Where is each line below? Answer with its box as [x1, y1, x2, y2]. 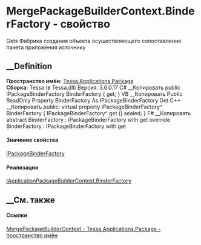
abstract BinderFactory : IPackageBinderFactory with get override [6, 116, 171, 123]
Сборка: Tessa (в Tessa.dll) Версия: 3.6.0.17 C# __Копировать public [6, 84, 180, 91]
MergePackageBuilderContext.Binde [6, 4, 195, 18]
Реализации [6, 164, 39, 171]
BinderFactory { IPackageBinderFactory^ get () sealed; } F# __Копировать [6, 109, 191, 116]
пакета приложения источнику [6, 44, 86, 51]
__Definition [6, 61, 53, 72]
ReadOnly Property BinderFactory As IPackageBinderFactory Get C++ [6, 96, 181, 104]
